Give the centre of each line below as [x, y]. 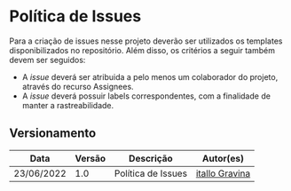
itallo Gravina [223, 173]
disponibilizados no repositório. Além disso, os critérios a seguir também [142, 50]
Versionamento [53, 134]
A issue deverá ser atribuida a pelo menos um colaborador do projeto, [150, 76]
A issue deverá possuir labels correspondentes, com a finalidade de [146, 96]
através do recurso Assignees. [78, 86]
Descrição [150, 158]
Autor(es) [223, 158]
